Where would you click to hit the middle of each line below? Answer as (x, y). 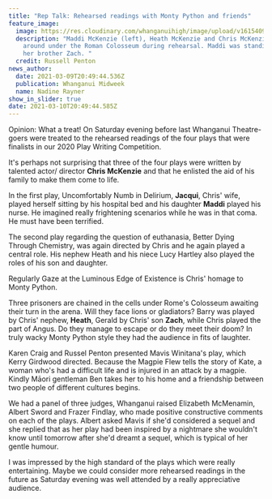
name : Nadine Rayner (50, 91)
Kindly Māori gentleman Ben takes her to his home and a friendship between (136, 379)
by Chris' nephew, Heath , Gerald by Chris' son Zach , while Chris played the (135, 320)
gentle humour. (34, 446)
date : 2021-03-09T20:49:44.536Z (70, 76)
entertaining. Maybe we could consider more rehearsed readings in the (127, 471)
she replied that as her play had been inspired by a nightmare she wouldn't (133, 429)
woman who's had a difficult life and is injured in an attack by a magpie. (127, 371)
